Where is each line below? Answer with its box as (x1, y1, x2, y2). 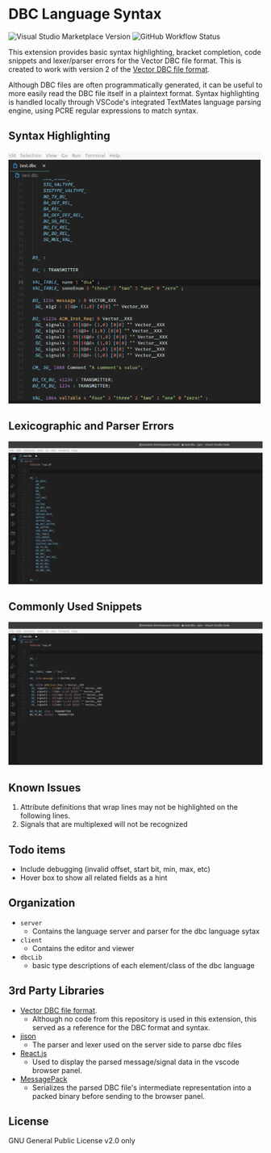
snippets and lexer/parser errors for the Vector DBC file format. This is (8, 56, 242, 65)
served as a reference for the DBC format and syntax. (31, 1022, 211, 1032)
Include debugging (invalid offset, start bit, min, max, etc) (19, 865, 211, 874)
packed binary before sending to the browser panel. (31, 1091, 206, 1101)
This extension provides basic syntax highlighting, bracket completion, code (8, 47, 262, 57)
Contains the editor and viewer (31, 943, 135, 953)
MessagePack (19, 1074, 68, 1084)
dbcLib (19, 954, 43, 962)
